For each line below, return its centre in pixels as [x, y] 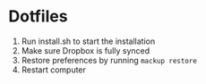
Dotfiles [38, 17]
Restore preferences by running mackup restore [109, 60]
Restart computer [54, 70]
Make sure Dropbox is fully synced [86, 50]
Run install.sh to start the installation [88, 41]
